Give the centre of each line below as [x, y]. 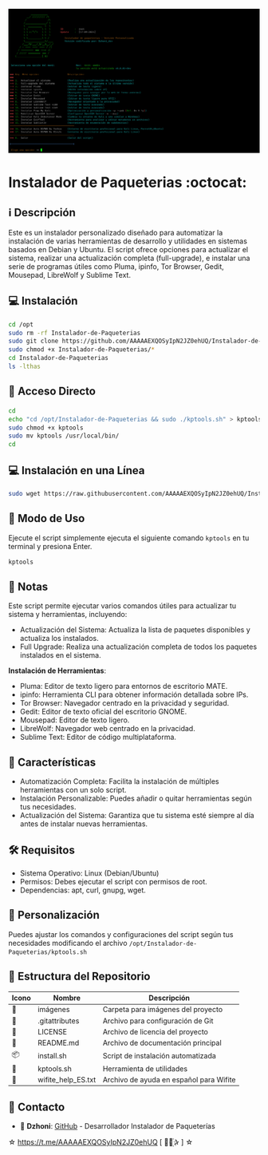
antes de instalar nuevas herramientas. [84, 824]
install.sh [52, 1055]
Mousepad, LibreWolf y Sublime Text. [70, 275]
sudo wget [25, 493]
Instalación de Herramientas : [57, 670]
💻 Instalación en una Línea [77, 471]
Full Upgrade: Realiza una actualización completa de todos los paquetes [138, 647]
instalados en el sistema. [60, 655]
